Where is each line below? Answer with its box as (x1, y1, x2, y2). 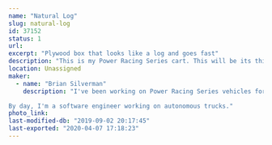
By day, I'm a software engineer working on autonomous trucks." (8, 102, 233, 110)
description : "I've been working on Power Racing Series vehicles (23, 87, 252, 96)
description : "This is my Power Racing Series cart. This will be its (8, 58, 252, 66)
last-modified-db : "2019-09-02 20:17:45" (8, 117, 151, 126)
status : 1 (8, 34, 42, 43)
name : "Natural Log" (8, 11, 79, 20)
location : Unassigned (8, 65, 82, 73)
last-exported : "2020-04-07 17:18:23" (8, 125, 139, 133)
